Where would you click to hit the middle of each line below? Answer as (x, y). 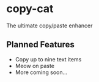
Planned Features (41, 45)
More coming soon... (41, 72)
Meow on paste (35, 66)
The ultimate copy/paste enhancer (50, 26)
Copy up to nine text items (48, 59)
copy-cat (30, 9)
